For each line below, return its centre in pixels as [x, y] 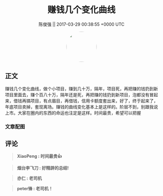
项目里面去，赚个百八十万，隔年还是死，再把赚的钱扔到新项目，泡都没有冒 [79, 94]
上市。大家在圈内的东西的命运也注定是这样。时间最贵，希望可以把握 [73, 113]
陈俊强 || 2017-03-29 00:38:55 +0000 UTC [81, 24]
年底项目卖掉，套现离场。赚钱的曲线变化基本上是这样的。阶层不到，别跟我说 [81, 106]
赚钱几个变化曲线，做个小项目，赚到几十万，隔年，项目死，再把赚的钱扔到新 [81, 89]
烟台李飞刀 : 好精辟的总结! [43, 168]
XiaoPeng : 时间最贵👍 [39, 156]
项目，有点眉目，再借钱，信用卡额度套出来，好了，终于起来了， [94, 101]
